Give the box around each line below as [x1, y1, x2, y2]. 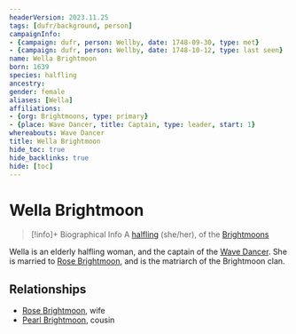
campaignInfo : [9, 29, 62, 38]
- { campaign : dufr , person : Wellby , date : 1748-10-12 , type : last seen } [9, 46, 284, 55]
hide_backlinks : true [9, 153, 90, 163]
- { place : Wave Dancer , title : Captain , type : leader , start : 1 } [9, 121, 256, 130]
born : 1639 [9, 63, 50, 72]
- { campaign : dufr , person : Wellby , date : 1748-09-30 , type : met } [9, 37, 260, 47]
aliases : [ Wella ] [9, 95, 74, 105]
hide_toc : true [9, 145, 66, 154]
